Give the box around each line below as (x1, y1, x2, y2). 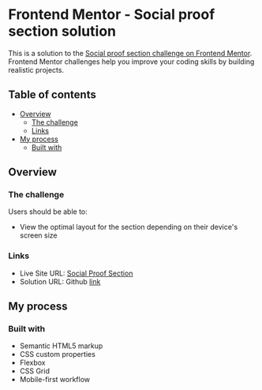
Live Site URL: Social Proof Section (19, 268, 133, 278)
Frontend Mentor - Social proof (8, 6, 215, 24)
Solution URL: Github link (19, 276, 101, 286)
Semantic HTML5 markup (19, 341, 103, 351)
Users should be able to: (8, 207, 88, 216)
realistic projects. (8, 65, 65, 74)
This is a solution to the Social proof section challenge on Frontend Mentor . (8, 48, 253, 58)
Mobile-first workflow (19, 375, 91, 384)
